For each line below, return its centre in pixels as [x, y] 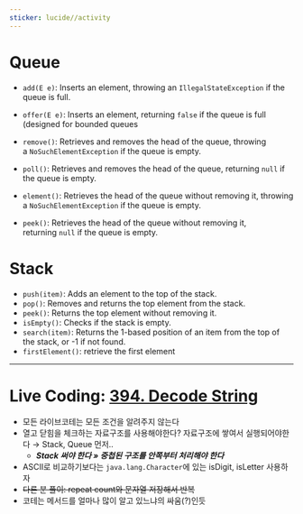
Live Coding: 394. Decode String [134, 395]
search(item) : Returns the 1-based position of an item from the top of [151, 332]
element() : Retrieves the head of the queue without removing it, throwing [158, 196]
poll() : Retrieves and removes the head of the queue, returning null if [154, 169]
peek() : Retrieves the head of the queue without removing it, [134, 223]
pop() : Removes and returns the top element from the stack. [134, 303]
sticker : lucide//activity [60, 18]
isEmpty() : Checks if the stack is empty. [96, 322]
